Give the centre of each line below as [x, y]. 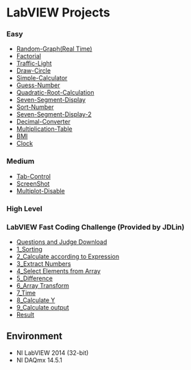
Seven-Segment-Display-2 [54, 114]
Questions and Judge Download [62, 242]
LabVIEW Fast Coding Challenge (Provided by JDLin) [95, 227]
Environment [35, 336]
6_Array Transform [43, 285]
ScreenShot [33, 184]
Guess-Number [38, 85]
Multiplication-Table [44, 129]
